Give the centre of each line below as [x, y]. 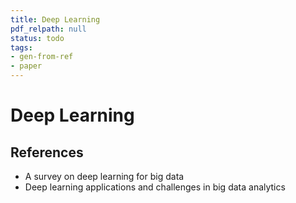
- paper [26, 66]
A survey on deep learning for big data [104, 176]
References [47, 152]
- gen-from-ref [42, 57]
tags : [21, 47]
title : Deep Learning [55, 19]
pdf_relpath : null [48, 29]
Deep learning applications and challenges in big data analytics [155, 187]
